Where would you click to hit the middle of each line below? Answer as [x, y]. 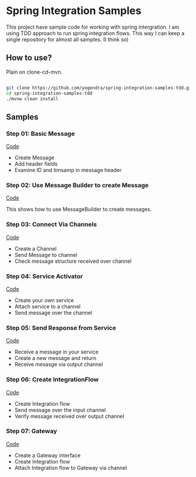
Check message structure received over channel [73, 261]
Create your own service [44, 300]
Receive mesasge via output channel [59, 365]
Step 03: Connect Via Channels [52, 225]
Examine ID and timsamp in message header [68, 170]
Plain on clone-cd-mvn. [34, 72]
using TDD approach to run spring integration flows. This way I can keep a [95, 33]
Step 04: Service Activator [45, 276]
